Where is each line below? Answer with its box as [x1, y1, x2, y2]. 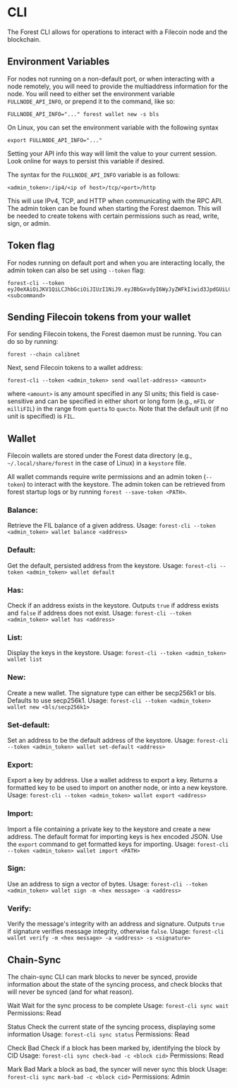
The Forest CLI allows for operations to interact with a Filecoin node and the [7, 28, 228, 36]
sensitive [7, 397, 34, 405]
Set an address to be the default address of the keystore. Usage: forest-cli [7, 736, 229, 744]
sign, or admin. [7, 219, 51, 227]
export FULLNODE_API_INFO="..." [7, 137, 102, 144]
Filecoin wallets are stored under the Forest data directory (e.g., [7, 451, 193, 460]
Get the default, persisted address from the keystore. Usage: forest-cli [7, 561, 217, 569]
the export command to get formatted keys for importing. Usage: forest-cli [7, 840, 229, 848]
